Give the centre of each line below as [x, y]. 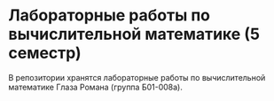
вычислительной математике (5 [134, 34]
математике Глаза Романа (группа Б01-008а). [95, 87]
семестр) [45, 53]
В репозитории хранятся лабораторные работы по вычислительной [137, 77]
